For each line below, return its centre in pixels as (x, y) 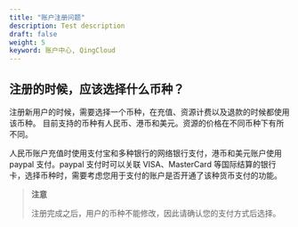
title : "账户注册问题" (47, 17)
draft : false (33, 34)
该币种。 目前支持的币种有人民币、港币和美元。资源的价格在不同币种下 (139, 123)
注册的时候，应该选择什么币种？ (97, 89)
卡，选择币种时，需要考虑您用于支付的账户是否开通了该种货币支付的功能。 (145, 175)
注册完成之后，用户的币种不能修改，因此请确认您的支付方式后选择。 (156, 213)
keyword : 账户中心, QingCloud (62, 51)
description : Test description (67, 26)
